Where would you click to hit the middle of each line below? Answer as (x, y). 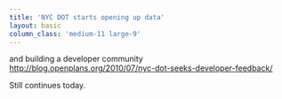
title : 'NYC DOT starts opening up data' (87, 17)
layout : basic (36, 26)
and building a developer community (77, 59)
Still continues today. (48, 86)
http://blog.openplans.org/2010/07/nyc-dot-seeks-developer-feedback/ (141, 68)
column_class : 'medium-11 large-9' (75, 34)
